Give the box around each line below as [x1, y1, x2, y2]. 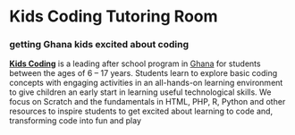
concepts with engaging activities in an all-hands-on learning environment [9, 78, 283, 89]
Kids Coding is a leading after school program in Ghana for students [9, 58, 261, 69]
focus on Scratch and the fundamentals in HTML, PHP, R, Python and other [9, 97, 286, 107]
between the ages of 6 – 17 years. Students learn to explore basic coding [9, 68, 278, 79]
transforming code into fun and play [9, 115, 141, 126]
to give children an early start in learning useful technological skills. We [9, 87, 272, 97]
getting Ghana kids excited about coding [9, 38, 190, 51]
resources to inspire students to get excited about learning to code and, [9, 105, 274, 117]
